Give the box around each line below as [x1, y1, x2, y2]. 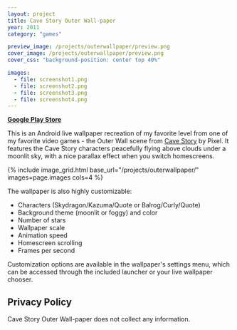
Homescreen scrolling [17, 239, 83, 247]
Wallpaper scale [17, 224, 65, 232]
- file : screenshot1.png [14, 76, 88, 83]
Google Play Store [7, 115, 62, 124]
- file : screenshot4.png [14, 96, 88, 103]
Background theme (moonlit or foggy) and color [17, 208, 158, 217]
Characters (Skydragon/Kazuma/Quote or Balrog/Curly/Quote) [17, 201, 201, 210]
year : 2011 [7, 24, 40, 31]
